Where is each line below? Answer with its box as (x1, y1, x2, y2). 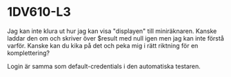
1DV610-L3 (7, 4, 71, 20)
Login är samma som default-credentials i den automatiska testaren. (7, 62, 201, 70)
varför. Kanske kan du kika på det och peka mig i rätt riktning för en (7, 41, 199, 49)
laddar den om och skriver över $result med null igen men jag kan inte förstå (7, 34, 224, 42)
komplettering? (7, 49, 50, 57)
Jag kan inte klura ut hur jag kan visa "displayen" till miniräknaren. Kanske (7, 27, 217, 35)
